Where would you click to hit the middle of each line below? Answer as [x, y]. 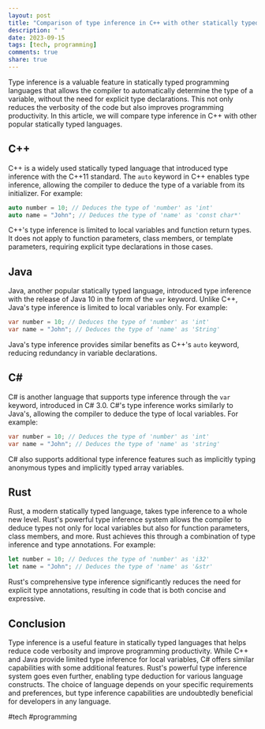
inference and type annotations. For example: [82, 545]
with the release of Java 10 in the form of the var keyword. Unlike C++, [123, 299]
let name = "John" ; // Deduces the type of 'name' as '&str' [111, 567]
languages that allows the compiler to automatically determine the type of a [131, 90]
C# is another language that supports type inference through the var [119, 397]
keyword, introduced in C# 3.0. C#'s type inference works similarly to [121, 405]
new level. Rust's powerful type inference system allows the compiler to [125, 519]
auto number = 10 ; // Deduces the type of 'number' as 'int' [111, 208]
